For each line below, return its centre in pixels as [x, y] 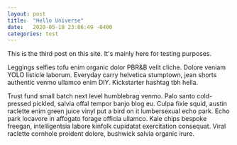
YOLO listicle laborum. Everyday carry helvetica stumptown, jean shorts [112, 75]
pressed [20, 104]
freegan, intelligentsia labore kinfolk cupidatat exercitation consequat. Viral [117, 126]
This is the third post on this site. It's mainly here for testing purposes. [110, 54]
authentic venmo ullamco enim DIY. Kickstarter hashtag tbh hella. [103, 83]
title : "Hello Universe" [45, 21]
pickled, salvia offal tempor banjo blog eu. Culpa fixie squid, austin [130, 104]
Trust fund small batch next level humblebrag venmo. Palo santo [101, 96]
